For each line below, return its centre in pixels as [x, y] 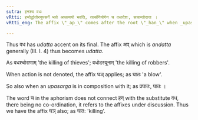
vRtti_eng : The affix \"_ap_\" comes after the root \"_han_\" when [92, 22]
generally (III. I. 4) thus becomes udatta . [55, 51]
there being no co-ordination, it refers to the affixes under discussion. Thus [97, 105]
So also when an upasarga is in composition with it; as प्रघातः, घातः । [86, 86]
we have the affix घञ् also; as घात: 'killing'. [56, 111]
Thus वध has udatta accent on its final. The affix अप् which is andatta [89, 44]
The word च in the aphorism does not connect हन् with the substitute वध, [93, 98]
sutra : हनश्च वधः [24, 12]
